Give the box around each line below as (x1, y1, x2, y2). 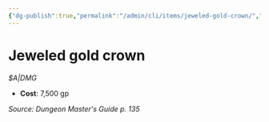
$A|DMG (8, 73, 38, 83)
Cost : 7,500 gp (19, 88, 70, 98)
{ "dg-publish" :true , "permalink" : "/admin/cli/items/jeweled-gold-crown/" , (8, 11, 260, 20)
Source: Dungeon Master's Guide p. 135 (8, 104, 140, 113)
